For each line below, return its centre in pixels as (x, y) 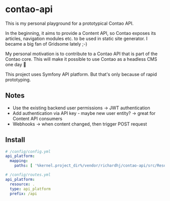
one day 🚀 (16, 64)
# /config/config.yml (28, 151)
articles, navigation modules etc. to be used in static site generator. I (76, 38)
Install (15, 140)
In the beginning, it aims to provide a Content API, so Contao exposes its (81, 33)
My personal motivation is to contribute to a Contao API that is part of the (81, 54)
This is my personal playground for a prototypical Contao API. (70, 23)
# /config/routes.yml (28, 175)
